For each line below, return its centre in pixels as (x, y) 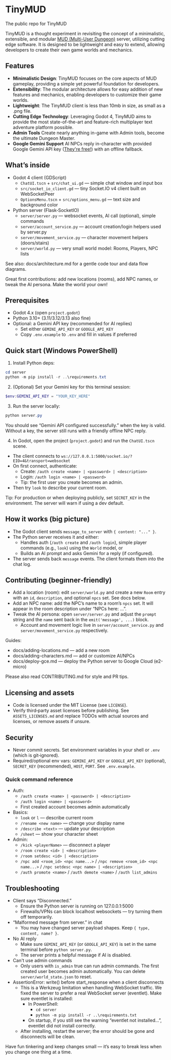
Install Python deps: (34, 363)
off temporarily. (37, 917)
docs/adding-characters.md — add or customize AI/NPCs (74, 656)
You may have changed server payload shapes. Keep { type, (85, 928)
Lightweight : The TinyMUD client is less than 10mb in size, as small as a (89, 105)
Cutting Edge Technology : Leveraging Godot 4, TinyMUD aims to (82, 116)
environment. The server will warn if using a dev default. (65, 503)
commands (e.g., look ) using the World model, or (71, 548)
